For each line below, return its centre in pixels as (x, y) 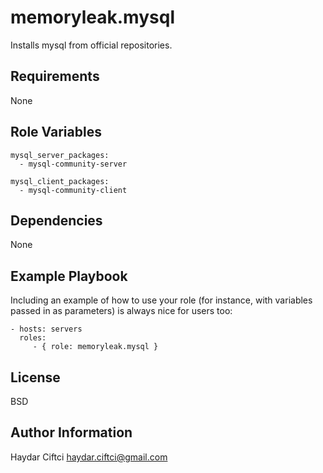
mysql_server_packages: (60, 155)
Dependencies (56, 220)
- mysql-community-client (73, 190)
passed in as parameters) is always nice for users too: (121, 311)
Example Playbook (69, 276)
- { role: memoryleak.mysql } (95, 347)
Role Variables (56, 132)
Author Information (71, 432)
